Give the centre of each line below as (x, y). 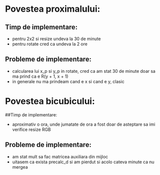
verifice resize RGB (32, 129)
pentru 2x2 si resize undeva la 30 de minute (57, 39)
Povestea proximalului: (53, 9)
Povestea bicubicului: (50, 101)
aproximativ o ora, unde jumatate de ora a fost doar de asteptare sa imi (84, 124)
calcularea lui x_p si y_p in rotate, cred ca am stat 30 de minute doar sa (84, 71)
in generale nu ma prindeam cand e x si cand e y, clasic (68, 81)
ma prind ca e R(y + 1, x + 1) (40, 76)
